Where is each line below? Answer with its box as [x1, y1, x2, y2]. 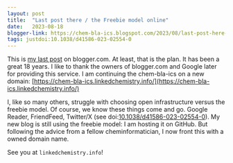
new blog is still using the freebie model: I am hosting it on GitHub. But [7, 120, 208, 128]
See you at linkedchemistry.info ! [7, 148, 104, 157]
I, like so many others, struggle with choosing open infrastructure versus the [7, 98, 225, 106]
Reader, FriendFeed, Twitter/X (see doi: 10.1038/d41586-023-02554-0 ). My [7, 112, 221, 121]
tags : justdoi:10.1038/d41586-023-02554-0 [7, 36, 132, 43]
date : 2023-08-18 [7, 23, 64, 30]
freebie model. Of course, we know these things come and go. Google [7, 105, 208, 114]
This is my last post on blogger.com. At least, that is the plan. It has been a [7, 55, 220, 63]
